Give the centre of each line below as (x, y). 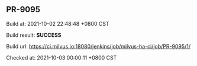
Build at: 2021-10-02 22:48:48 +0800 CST (58, 23)
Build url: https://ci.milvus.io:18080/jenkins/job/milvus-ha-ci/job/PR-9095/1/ (98, 46)
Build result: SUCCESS (34, 35)
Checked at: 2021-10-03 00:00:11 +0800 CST (62, 57)
